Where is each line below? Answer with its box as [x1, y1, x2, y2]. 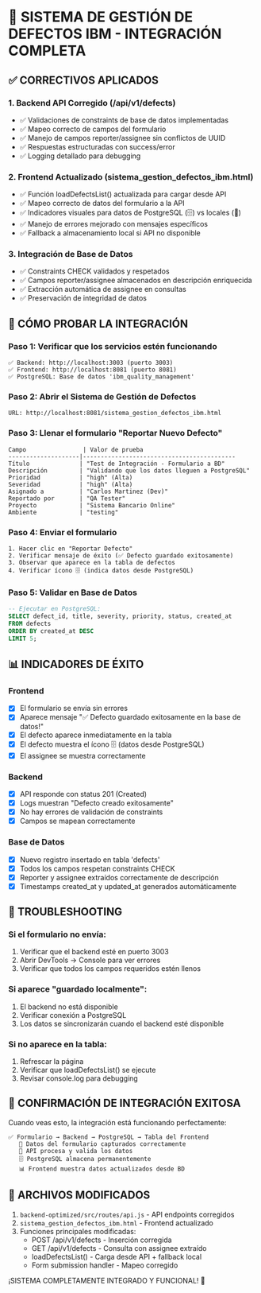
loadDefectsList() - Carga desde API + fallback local [31, 1252, 202, 1261]
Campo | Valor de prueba [8, 445, 144, 453]
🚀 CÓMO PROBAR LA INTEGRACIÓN [8, 316, 189, 330]
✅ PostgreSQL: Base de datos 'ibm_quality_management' [8, 373, 195, 381]
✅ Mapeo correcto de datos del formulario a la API [19, 199, 185, 208]
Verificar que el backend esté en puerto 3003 [19, 947, 169, 957]
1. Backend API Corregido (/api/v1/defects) [8, 97, 176, 108]
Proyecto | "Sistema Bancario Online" [8, 501, 176, 509]
